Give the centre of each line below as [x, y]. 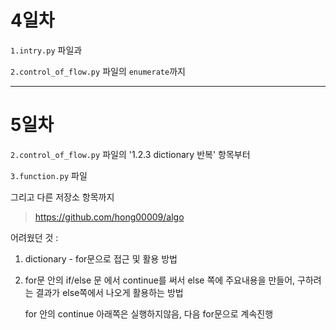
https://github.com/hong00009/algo [109, 217]
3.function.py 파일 [49, 175]
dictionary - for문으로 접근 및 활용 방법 [101, 258]
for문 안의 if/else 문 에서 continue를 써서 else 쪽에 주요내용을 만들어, [160, 280]
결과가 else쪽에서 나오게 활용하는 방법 [109, 292]
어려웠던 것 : [34, 237]
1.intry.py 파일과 [46, 50]
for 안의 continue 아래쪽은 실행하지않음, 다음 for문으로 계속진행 [149, 313]
